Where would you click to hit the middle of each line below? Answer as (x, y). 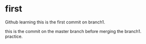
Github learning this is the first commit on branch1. (55, 22)
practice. (14, 36)
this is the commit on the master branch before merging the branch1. (73, 31)
